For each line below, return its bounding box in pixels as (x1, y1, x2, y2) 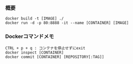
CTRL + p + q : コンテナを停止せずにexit (5, 45, 85, 50)
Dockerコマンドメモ (5, 33, 54, 40)
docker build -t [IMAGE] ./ (5, 16, 64, 21)
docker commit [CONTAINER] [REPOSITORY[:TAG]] (5, 54, 104, 59)
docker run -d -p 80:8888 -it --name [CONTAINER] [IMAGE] (5, 20, 129, 25)
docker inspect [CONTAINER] (5, 50, 64, 55)
